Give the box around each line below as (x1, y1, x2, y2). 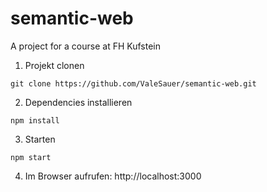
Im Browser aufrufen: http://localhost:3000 (24, 170, 202, 182)
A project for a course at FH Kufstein (10, 40, 161, 52)
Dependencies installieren (24, 96, 133, 108)
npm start (10, 152, 52, 162)
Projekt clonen (24, 59, 85, 71)
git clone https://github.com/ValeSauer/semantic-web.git (10, 78, 257, 89)
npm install (10, 115, 60, 126)
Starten (24, 133, 56, 145)
